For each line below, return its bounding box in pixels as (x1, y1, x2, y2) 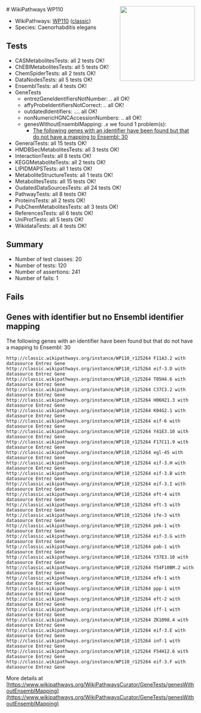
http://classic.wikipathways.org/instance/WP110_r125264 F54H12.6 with (6, 648, 188, 654)
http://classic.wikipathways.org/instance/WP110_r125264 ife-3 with (6, 512, 181, 518)
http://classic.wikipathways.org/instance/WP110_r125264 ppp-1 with (6, 586, 181, 592)
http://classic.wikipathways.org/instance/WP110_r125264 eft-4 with (6, 491, 181, 497)
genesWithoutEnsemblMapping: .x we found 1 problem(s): (23, 120, 167, 127)
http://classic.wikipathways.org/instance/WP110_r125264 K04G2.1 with (6, 407, 186, 413)
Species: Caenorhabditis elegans (14, 24, 97, 31)
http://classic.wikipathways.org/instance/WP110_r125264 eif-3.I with (6, 481, 186, 487)
